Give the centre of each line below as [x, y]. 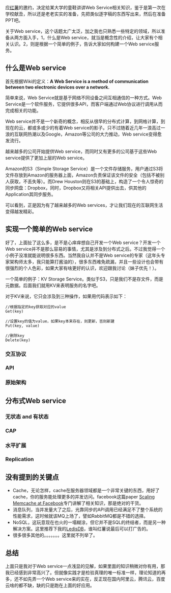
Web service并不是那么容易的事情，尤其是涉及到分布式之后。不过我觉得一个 [85, 249]
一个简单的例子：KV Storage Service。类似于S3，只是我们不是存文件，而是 [84, 279]
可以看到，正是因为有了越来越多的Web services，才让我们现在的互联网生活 [84, 205]
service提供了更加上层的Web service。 [46, 158]
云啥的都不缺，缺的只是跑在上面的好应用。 [50, 585]
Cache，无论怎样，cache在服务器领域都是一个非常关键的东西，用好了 [86, 491]
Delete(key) [18, 340]
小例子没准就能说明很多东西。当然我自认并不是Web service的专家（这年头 [83, 255]
